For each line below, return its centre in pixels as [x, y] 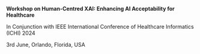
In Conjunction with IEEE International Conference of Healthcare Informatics [100, 27]
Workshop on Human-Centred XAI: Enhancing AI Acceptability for [91, 9]
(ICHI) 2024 [21, 33]
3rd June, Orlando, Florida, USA [46, 45]
